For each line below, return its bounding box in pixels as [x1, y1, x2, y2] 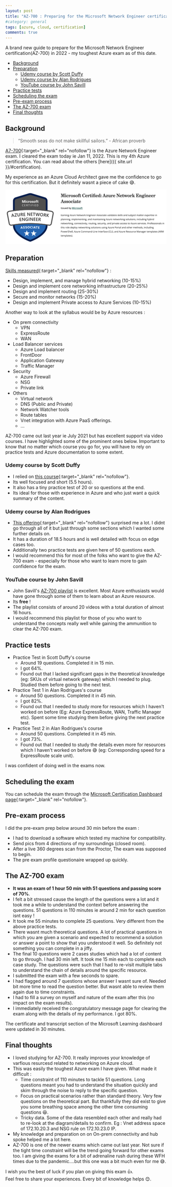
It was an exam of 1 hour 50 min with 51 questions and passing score [12, 885, 161, 891]
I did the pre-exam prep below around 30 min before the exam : [5, 825, 140, 831]
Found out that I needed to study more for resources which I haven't [20, 704, 164, 710]
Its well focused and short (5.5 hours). [12, 479, 93, 485]
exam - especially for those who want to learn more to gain [22, 558, 147, 564]
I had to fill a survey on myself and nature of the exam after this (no [12, 994, 155, 1000]
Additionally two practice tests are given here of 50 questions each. [12, 547, 156, 553]
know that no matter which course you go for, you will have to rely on [5, 443, 151, 450]
